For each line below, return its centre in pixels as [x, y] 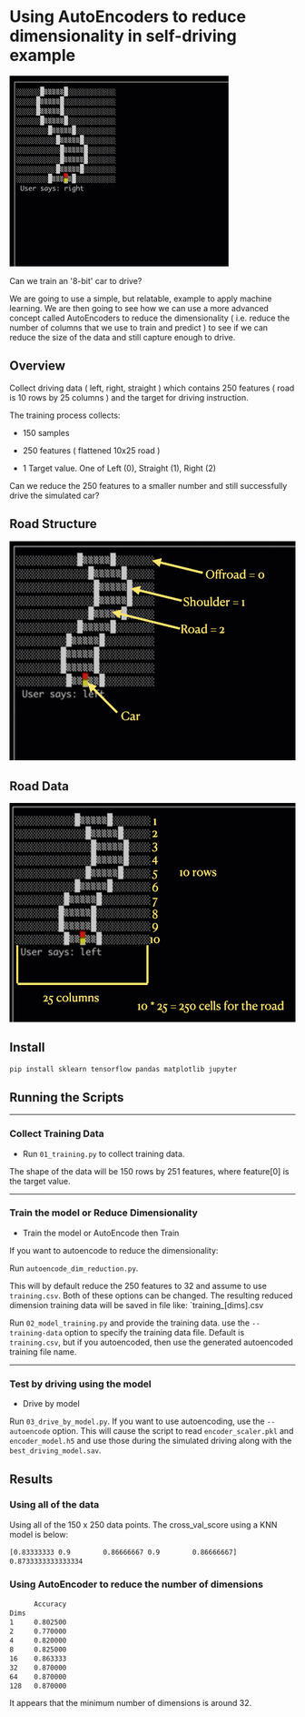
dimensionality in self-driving [123, 36]
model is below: [39, 1534]
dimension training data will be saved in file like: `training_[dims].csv [137, 1305]
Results [31, 1479]
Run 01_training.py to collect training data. [103, 1153]
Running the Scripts [67, 1097]
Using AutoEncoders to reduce [128, 17]
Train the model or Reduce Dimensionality [103, 1213]
